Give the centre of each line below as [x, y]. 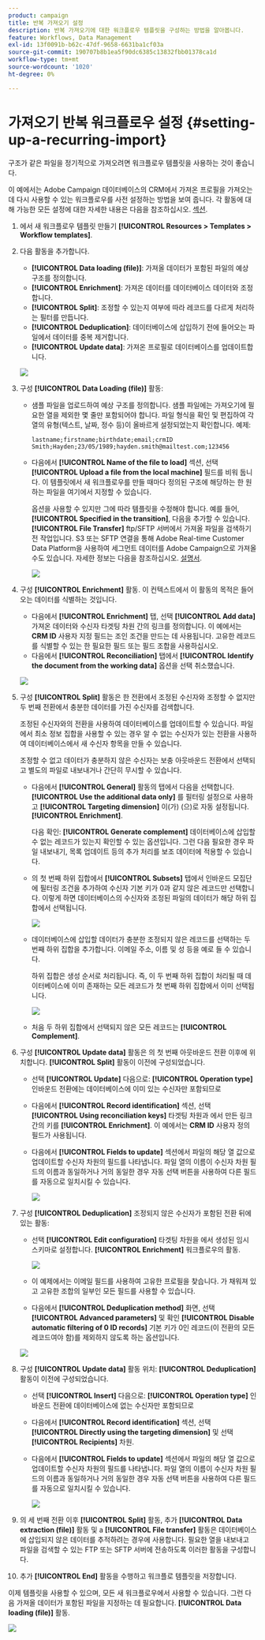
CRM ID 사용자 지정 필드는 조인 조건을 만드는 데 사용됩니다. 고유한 [133, 635]
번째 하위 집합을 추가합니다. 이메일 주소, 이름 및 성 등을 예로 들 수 [131, 949]
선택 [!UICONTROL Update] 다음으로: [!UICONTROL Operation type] [142, 1079]
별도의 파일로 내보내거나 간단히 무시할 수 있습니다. [105, 769]
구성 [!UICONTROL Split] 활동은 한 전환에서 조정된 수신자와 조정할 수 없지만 [137, 697]
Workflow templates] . [56, 234]
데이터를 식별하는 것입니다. [75, 599]
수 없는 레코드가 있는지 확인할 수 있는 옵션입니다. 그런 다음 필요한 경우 [138, 841]
